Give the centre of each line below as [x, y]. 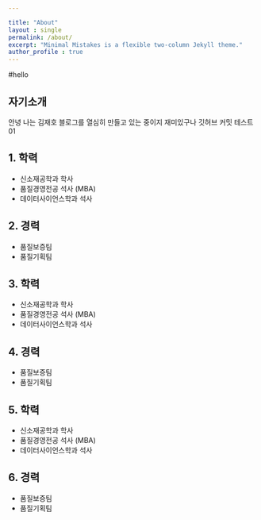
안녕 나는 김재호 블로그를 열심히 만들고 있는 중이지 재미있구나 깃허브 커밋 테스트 [131, 122]
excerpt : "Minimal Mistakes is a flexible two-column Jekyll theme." [126, 44]
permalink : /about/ [40, 37]
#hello [19, 75]
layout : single [35, 30]
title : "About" [33, 22]
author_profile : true [46, 52]
